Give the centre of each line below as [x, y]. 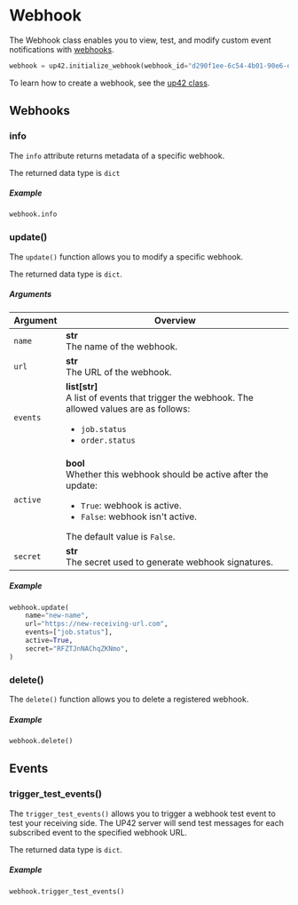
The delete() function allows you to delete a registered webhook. [129, 699]
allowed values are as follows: [128, 408]
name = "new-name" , [57, 616]
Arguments [31, 294]
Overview [175, 320]
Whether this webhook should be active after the [167, 474]
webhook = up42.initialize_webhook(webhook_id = [99, 66]
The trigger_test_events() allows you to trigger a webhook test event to [143, 813]
